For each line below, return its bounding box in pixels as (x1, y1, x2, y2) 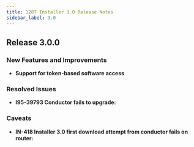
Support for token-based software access (15, 70, 125, 77)
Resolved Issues (6, 85, 56, 94)
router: (15, 134, 34, 141)
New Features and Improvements (6, 56, 107, 64)
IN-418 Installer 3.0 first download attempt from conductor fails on (15, 128, 188, 135)
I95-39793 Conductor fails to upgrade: (15, 99, 116, 106)
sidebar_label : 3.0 (6, 15, 56, 21)
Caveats (6, 114, 32, 123)
